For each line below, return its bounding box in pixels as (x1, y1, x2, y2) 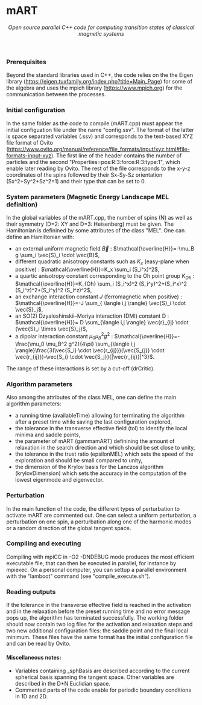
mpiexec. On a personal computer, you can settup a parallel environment (6, 566, 187, 573)
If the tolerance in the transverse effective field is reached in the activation (6, 602, 191, 609)
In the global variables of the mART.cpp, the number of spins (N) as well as (6, 214, 193, 221)
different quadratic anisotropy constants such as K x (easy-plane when (14, 258, 190, 266)
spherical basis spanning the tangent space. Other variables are (14, 674, 174, 681)
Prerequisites (6, 57, 46, 66)
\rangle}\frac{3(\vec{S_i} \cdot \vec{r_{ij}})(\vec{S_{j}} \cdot (14, 346, 165, 354)
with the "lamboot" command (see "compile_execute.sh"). (6, 572, 151, 580)
